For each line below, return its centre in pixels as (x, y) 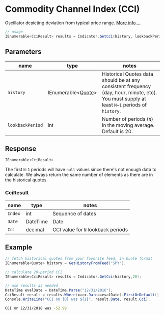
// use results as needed (31, 285)
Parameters (23, 52)
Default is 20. (117, 131)
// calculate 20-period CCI (34, 272)
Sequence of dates (74, 214)
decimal (35, 230)
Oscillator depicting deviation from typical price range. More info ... (73, 23)
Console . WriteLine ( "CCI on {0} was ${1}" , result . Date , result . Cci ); (78, 299)
